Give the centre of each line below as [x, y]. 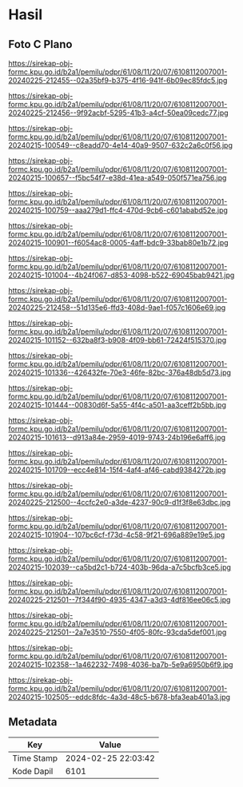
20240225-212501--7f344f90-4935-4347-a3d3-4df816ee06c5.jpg [120, 600]
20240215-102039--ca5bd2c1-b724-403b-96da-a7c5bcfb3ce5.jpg [120, 567]
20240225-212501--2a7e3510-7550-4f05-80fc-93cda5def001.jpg [118, 632]
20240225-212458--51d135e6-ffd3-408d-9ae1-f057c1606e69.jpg [117, 308]
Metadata [33, 722]
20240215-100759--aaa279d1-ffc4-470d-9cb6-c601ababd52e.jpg [118, 210]
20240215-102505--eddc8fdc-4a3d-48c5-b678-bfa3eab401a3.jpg [119, 697]
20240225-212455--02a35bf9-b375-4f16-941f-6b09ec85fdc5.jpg [118, 80]
